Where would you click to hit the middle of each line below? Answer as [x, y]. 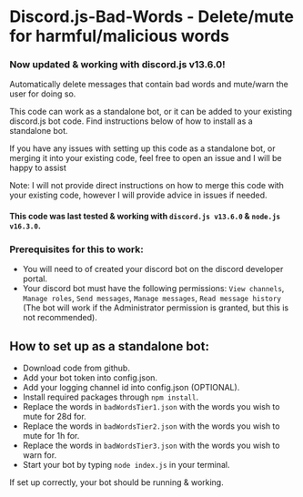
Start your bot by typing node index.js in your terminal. [126, 465]
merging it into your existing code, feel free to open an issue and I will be [146, 158]
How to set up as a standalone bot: [109, 346]
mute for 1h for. [51, 436]
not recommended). [60, 318]
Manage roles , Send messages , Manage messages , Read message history [152, 299]
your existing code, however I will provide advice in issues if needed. [138, 195]
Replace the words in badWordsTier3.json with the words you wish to [151, 446]
